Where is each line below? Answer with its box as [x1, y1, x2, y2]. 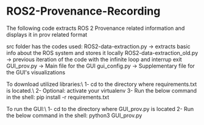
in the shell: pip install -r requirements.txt [6, 93, 110, 101]
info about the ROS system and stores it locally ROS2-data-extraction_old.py [6, 49, 199, 56]
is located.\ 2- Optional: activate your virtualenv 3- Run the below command [6, 87, 197, 94]
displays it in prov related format [6, 30, 88, 38]
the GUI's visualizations [6, 68, 66, 76]
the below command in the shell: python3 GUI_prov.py [6, 112, 142, 119]
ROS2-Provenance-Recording [6, 4, 161, 18]
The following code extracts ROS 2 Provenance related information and [6, 24, 185, 32]
